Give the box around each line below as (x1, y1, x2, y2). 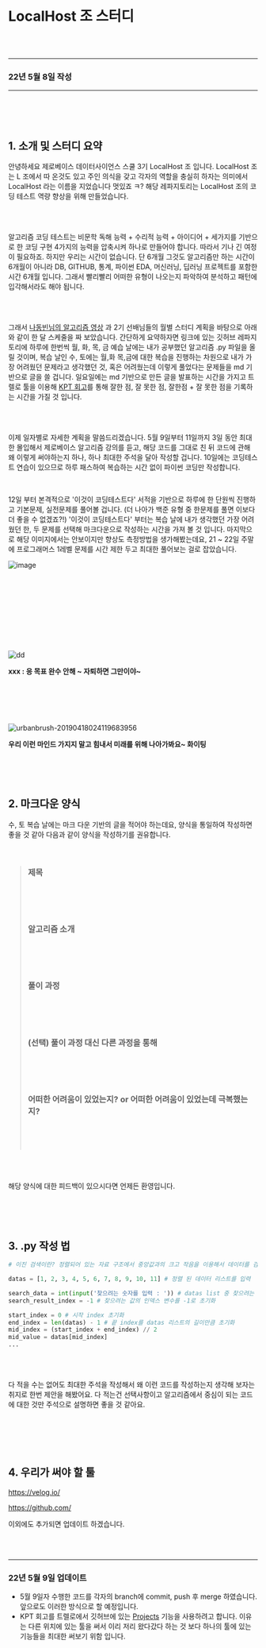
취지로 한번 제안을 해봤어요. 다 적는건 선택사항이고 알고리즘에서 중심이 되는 (8, 1390, 239, 1399)
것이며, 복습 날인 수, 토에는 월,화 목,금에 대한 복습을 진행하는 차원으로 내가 (16, 353, 244, 362)
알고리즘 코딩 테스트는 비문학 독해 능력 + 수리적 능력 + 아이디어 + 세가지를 (8, 232, 237, 242)
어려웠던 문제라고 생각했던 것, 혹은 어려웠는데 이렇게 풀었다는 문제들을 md (16, 362, 245, 372)
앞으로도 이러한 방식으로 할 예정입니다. (19, 1602, 139, 1611)
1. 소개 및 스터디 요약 (8, 139, 103, 152)
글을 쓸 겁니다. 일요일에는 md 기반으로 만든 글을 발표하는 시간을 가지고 (28, 372, 247, 382)
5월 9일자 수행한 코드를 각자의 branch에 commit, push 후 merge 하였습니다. (19, 1592, 257, 1601)
